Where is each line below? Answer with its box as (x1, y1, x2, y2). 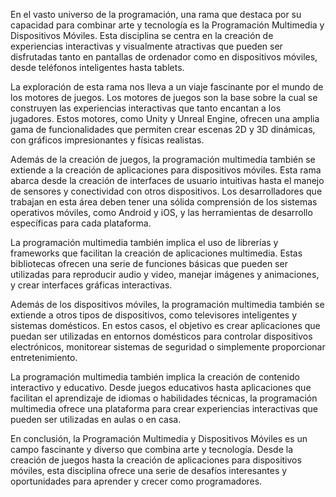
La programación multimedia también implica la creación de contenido (10, 371, 300, 383)
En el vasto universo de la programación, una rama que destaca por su (10, 9, 302, 20)
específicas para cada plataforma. (10, 217, 152, 229)
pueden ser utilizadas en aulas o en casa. (10, 414, 182, 425)
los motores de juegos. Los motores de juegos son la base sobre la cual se (10, 92, 318, 103)
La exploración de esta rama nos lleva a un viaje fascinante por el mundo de (10, 81, 324, 93)
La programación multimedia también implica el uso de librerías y (10, 237, 279, 248)
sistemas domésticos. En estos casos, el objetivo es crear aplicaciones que (10, 320, 321, 331)
